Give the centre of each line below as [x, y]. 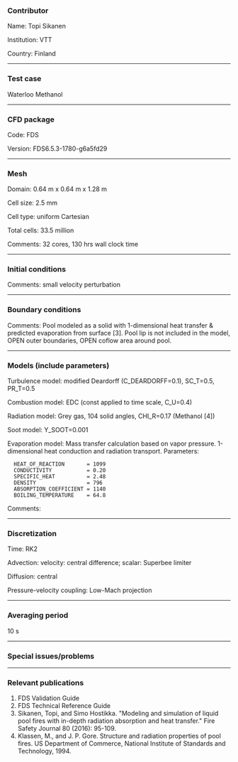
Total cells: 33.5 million [41, 230]
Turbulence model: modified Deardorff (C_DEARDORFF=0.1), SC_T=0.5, [111, 381]
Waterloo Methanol [35, 94]
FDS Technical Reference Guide [64, 706]
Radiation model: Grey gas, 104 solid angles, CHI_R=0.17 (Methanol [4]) [111, 416]
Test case [24, 79]
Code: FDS [23, 134]
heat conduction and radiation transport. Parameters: [122, 451]
